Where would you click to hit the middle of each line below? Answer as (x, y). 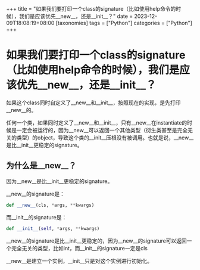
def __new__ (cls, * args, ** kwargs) (50, 205)
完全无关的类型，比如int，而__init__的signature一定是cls (79, 248)
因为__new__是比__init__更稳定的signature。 (60, 181)
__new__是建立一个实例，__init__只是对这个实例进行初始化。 (79, 260)
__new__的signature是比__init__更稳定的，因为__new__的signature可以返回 (97, 241)
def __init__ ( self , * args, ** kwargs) (53, 228)
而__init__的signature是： (37, 217)
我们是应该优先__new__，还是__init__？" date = (76, 16)
